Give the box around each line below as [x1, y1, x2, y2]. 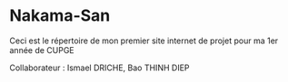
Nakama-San [9, 5, 111, 26]
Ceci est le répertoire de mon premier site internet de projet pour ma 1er [9, 35, 279, 46]
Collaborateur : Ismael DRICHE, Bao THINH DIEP [9, 62, 190, 73]
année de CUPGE [9, 44, 74, 55]
